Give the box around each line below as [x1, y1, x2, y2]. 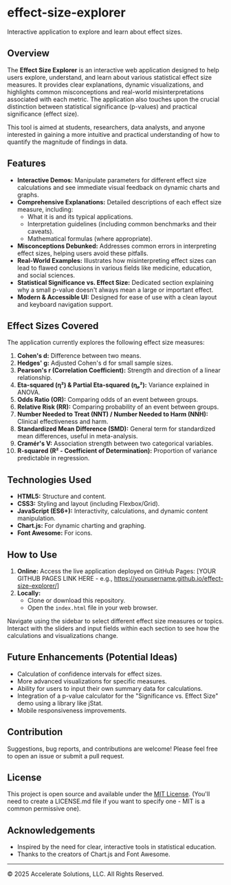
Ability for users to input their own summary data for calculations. [16, 684, 203, 692]
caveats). [27, 227, 54, 235]
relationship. [16, 374, 53, 382]
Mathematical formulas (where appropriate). [27, 234, 153, 242]
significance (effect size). [7, 109, 79, 118]
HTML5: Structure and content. [16, 492, 107, 500]
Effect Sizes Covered [7, 320, 99, 332]
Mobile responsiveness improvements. [16, 706, 127, 714]
